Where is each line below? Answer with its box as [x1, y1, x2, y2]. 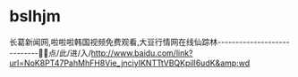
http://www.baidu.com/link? [90, 47, 194, 58]
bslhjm [9, 6, 61, 27]
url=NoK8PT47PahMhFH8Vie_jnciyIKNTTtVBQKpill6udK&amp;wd [9, 58, 251, 68]
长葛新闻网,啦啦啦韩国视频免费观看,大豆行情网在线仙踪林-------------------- [9, 36, 290, 47]
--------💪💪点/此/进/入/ [9, 47, 92, 58]
